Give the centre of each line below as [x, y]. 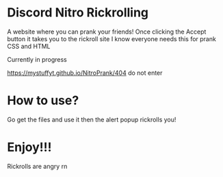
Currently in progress [37, 59]
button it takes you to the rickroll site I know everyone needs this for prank [112, 38]
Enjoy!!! [29, 147]
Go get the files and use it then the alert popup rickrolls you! [92, 119]
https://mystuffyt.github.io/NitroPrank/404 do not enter [85, 73]
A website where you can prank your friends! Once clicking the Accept [107, 32]
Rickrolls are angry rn [37, 166]
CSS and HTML [29, 46]
